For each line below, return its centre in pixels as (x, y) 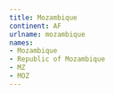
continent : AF (36, 26)
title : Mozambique (43, 17)
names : (21, 43)
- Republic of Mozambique (57, 59)
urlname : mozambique (48, 34)
